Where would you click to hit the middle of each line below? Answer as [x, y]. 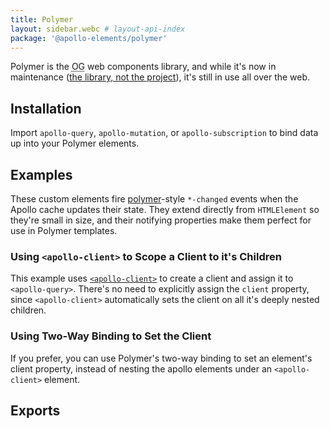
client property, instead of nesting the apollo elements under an [141, 368]
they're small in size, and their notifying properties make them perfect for [161, 220]
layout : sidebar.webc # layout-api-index [98, 29]
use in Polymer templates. [64, 230]
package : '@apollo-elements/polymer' [89, 38]
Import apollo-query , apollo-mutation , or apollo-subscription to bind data [164, 133]
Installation [46, 108]
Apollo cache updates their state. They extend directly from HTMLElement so [165, 209]
